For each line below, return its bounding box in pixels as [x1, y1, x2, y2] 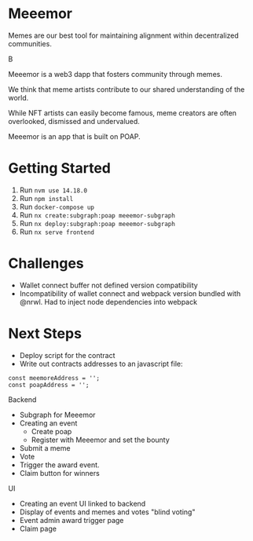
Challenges [8, 254, 84, 272]
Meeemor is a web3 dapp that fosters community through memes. [8, 69, 222, 79]
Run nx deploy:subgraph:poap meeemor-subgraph [19, 218, 175, 228]
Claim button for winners [19, 468, 100, 477]
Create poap [31, 426, 72, 436]
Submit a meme [19, 443, 71, 452]
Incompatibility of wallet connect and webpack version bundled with [19, 288, 241, 298]
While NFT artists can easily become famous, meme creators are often [8, 108, 237, 118]
